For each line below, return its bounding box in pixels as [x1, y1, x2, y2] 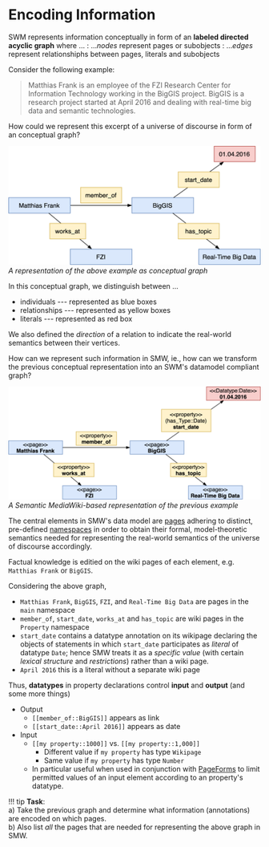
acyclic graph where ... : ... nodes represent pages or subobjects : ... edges [8, 40, 254, 50]
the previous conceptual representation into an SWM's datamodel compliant [8, 362, 259, 371]
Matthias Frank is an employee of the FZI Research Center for [27, 80, 231, 90]
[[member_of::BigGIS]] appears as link [31, 713, 160, 723]
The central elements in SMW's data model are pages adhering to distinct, [8, 516, 254, 526]
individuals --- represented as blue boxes [19, 297, 158, 306]
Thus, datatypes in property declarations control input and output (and [8, 680, 246, 691]
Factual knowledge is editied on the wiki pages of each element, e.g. [8, 557, 235, 567]
